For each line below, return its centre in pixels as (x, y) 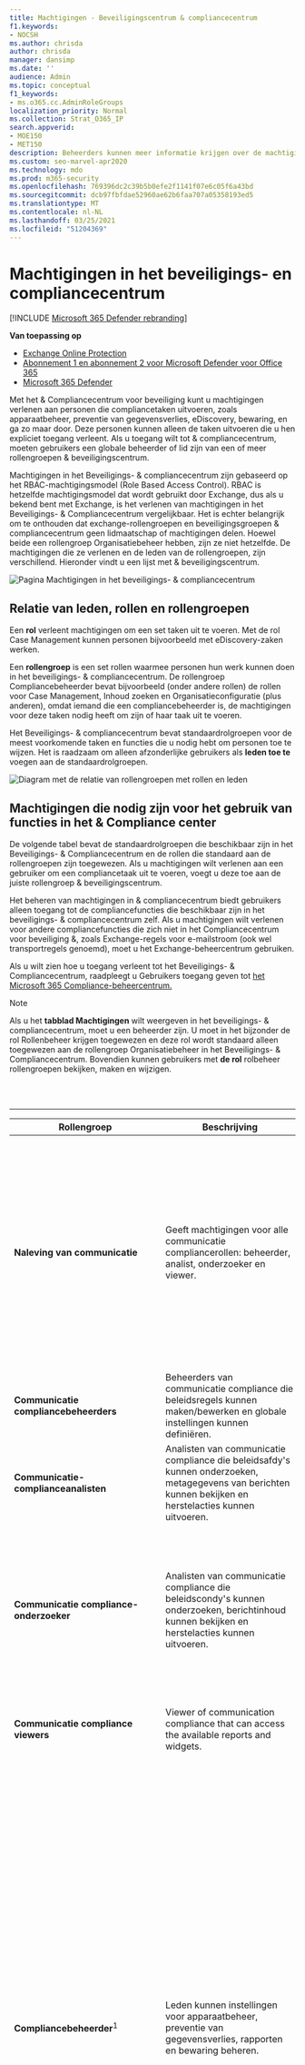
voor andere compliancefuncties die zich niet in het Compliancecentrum (144, 929)
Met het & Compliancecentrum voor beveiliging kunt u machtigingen (137, 400)
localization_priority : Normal (69, 111)
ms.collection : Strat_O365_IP (67, 119)
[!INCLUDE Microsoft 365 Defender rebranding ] (98, 318)
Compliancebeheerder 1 (66, 2028)
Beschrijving (230, 1127)
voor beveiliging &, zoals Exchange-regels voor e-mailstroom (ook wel (141, 939)
